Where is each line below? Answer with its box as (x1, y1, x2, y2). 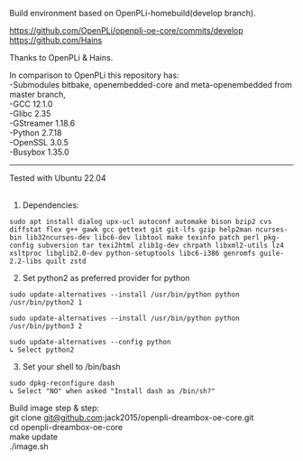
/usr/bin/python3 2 (9, 322, 83, 331)
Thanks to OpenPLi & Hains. (9, 52, 114, 62)
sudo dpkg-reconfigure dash (9, 379, 115, 388)
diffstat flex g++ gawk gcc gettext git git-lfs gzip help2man (9, 225, 252, 234)
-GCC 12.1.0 (9, 99, 53, 109)
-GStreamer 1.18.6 (9, 118, 76, 128)
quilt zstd (45, 257, 87, 266)
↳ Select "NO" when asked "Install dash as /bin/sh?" (9, 387, 216, 396)
